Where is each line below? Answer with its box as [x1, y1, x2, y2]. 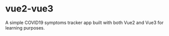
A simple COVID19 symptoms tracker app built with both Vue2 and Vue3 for [5, 19, 164, 25]
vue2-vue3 [5, 3, 53, 14]
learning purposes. [5, 24, 45, 30]
